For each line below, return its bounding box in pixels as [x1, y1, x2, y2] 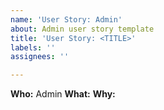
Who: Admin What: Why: [10, 88, 116, 100]
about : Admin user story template [10, 24, 155, 34]
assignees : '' [10, 52, 70, 62]
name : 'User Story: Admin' [10, 14, 123, 25]
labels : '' [10, 42, 56, 53]
